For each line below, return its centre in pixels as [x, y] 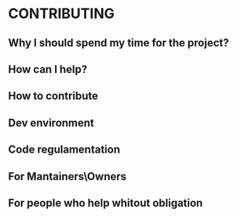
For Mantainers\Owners [67, 177]
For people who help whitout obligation [106, 202]
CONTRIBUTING [62, 14]
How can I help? [48, 69]
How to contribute [53, 96]
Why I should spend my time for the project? [118, 43]
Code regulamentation [64, 150]
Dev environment [51, 123]
